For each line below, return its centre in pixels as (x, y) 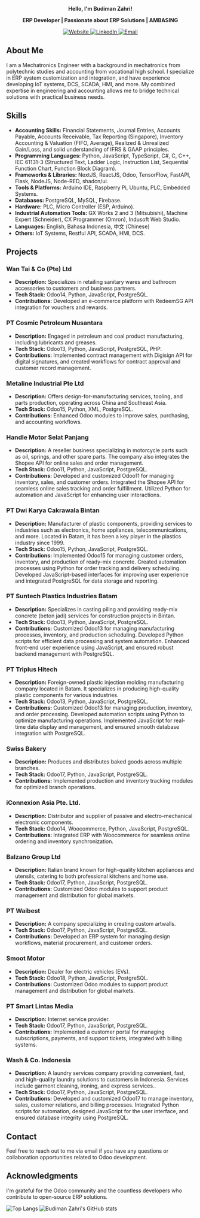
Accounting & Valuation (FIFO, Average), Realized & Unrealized (92, 143)
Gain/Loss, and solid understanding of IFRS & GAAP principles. (92, 149)
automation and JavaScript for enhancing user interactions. (88, 495)
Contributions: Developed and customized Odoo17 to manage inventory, (104, 1099)
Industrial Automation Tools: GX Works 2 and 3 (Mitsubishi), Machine (101, 213)
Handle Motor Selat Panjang (47, 437)
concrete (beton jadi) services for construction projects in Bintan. (95, 616)
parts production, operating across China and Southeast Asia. (91, 402)
